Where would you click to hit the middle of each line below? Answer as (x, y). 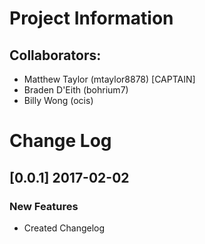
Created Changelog (64, 228)
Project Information (91, 18)
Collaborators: (55, 55)
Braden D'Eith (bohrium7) (76, 90)
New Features (44, 206)
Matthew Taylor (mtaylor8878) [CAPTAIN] (109, 79)
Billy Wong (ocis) (58, 100)
